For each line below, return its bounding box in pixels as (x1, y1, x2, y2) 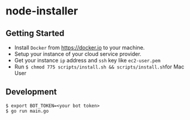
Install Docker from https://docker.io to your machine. (14, 44, 145, 51)
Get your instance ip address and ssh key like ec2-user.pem (14, 57, 161, 64)
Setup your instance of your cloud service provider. (14, 50, 141, 58)
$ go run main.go (5, 108, 49, 114)
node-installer (5, 4, 79, 18)
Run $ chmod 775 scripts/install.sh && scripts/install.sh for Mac (14, 63, 185, 70)
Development (5, 87, 58, 97)
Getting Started (5, 28, 65, 38)
